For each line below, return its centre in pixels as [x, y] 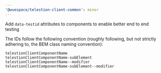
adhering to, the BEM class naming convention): [54, 44]
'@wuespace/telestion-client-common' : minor [52, 10]
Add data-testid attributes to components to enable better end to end [77, 24]
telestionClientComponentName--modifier [48, 62]
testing [12, 29]
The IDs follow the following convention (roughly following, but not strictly [81, 39]
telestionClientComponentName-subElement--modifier [60, 66]
